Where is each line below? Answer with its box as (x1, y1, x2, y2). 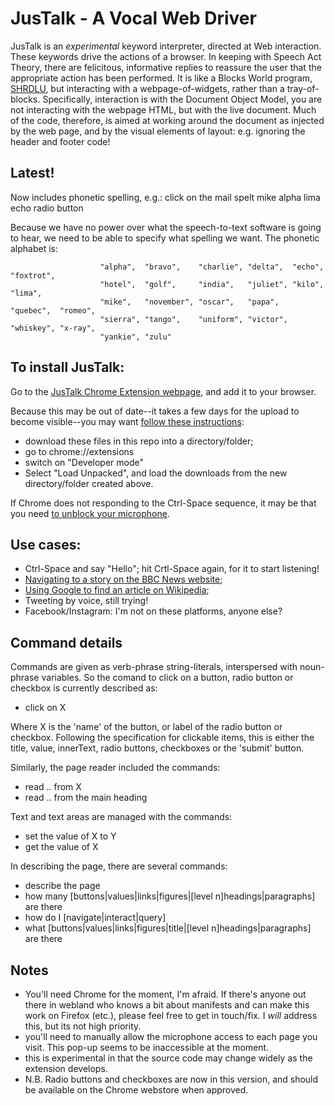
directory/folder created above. (24, 477, 154, 489)
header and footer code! (10, 135, 111, 147)
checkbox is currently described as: (10, 682, 158, 694)
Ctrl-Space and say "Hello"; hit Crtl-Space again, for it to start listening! (24, 563, 320, 575)
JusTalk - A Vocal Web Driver (10, 7, 257, 30)
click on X (24, 702, 67, 714)
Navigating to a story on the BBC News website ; (24, 573, 223, 586)
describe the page (24, 880, 101, 892)
